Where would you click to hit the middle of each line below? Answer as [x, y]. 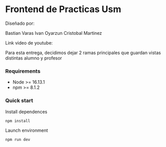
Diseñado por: [20, 23]
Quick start [19, 101]
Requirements [23, 71]
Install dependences [26, 112]
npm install [18, 121]
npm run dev [18, 139]
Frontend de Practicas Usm [63, 9]
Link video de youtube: [29, 43]
